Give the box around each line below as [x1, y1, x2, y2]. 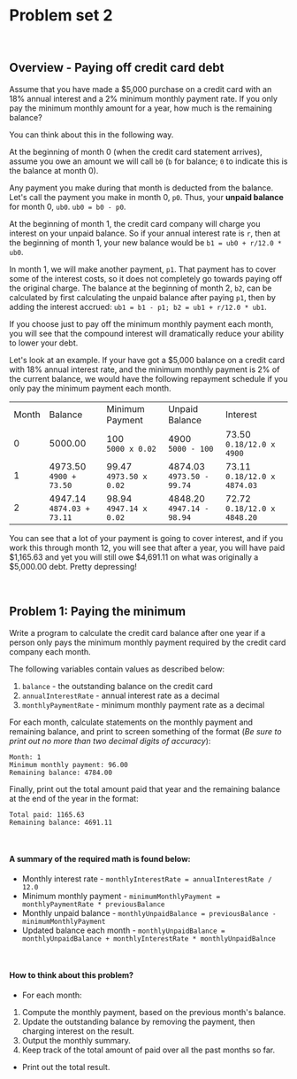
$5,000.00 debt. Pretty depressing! [9, 561, 137, 571]
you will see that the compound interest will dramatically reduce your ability [9, 328, 285, 338]
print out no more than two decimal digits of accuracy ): [9, 735, 211, 746]
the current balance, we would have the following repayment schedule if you [9, 373, 288, 384]
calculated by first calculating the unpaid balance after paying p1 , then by [9, 291, 277, 302]
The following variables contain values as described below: [9, 664, 225, 674]
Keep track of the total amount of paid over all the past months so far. [21, 1044, 276, 1055]
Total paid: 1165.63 [9, 810, 86, 819]
